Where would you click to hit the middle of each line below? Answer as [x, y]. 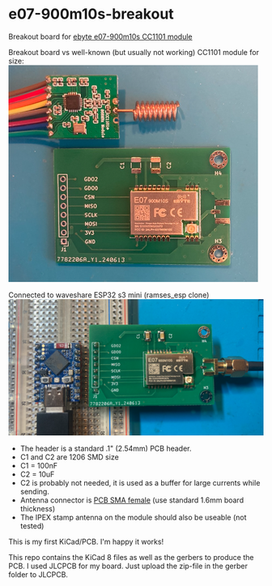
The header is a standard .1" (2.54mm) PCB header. [106, 448]
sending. [35, 491]
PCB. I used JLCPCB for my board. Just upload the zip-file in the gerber [128, 566]
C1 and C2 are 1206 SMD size [69, 457]
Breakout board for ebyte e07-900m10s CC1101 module [100, 36]
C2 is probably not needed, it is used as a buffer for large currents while [140, 482]
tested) [32, 526]
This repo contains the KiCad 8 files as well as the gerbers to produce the [131, 557]
